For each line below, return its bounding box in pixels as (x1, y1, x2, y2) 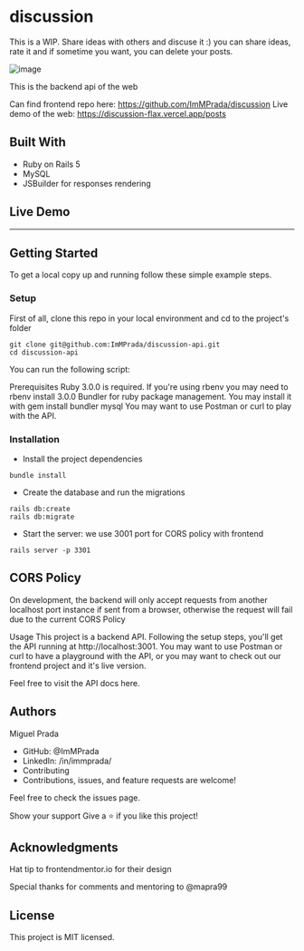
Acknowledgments (9, 839, 119, 855)
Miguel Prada (9, 728, 59, 739)
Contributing (22, 764, 70, 776)
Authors (9, 704, 57, 720)
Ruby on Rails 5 (22, 159, 81, 170)
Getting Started (9, 245, 99, 260)
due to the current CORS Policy (9, 614, 126, 625)
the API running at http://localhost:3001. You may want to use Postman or (9, 641, 283, 652)
